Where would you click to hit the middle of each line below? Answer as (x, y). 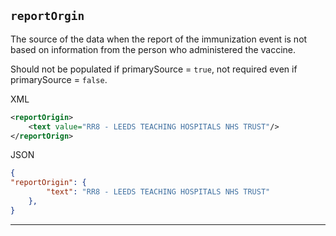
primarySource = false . (59, 79)
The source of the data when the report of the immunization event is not (159, 39)
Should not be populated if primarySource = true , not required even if (154, 69)
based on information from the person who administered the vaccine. (153, 49)
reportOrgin (47, 16)
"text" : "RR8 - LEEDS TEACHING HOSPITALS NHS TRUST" (158, 192)
